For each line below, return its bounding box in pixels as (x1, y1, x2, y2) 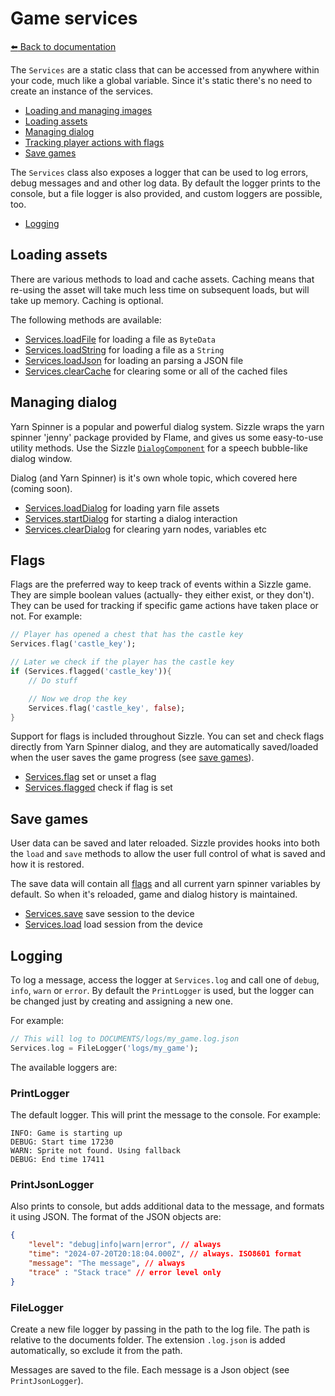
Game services (10, 7, 138, 30)
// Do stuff (28, 675, 78, 686)
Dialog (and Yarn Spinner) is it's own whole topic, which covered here (10, 472, 298, 484)
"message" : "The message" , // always (28, 1258, 186, 1268)
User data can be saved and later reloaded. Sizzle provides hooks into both (10, 837, 320, 849)
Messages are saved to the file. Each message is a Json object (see (10, 1363, 290, 1376)
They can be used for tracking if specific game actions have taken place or (10, 600, 319, 612)
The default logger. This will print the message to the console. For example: (10, 1109, 322, 1121)
